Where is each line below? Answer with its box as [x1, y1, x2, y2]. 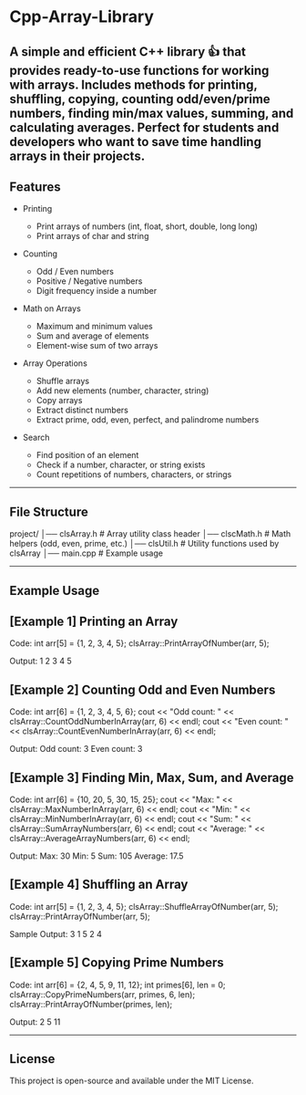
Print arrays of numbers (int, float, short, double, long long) [36, 221, 258, 232]
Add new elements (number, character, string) [36, 385, 209, 396]
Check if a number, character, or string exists [36, 459, 206, 471]
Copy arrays [36, 395, 83, 406]
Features [9, 179, 61, 194]
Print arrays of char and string [36, 231, 149, 242]
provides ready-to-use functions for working [9, 62, 270, 78]
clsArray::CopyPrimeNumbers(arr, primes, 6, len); [9, 988, 196, 1000]
